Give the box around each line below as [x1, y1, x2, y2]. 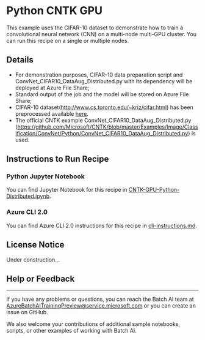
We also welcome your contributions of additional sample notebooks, [6, 320, 181, 328]
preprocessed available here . [15, 110, 88, 117]
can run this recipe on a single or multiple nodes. [6, 37, 129, 44]
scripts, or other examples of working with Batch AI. [6, 327, 137, 334]
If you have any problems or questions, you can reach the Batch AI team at [6, 295, 194, 303]
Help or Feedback [6, 273, 75, 284]
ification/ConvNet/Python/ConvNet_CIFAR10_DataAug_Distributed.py [15, 129, 189, 137]
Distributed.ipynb [6, 192, 50, 200]
